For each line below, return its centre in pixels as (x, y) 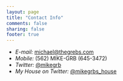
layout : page (23, 12)
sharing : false (25, 29)
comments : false (27, 23)
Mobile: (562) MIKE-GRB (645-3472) (61, 58)
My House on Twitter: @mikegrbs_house (66, 71)
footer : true (23, 35)
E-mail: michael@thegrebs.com (54, 52)
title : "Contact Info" (35, 18)
